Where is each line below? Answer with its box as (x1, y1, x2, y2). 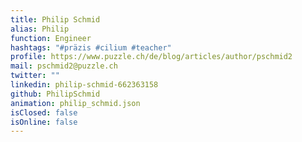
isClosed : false (10, 107, 78, 118)
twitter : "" (10, 71, 60, 81)
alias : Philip (10, 24, 70, 34)
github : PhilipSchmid (10, 89, 101, 99)
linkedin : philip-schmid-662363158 (10, 80, 159, 90)
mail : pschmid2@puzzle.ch (10, 61, 118, 71)
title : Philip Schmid (10, 14, 101, 25)
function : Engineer (10, 33, 92, 43)
